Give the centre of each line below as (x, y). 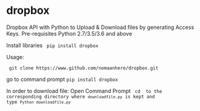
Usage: (15, 57)
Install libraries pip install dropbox (52, 45)
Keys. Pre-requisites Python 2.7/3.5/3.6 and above (69, 33)
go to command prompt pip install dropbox (62, 79)
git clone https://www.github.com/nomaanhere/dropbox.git (84, 68)
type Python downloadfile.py (38, 102)
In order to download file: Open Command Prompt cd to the (84, 90)
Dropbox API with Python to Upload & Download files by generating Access (100, 27)
